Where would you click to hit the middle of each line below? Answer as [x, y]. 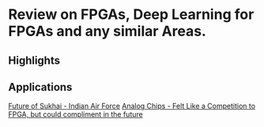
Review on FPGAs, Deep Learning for [131, 15]
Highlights [34, 60]
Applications [40, 87]
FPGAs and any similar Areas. [107, 31]
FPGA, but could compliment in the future [76, 114]
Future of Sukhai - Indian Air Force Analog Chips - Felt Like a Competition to [132, 106]
